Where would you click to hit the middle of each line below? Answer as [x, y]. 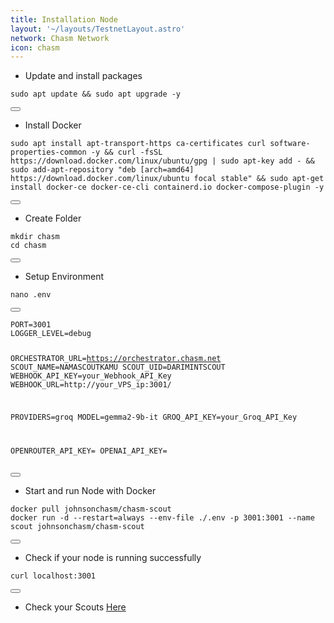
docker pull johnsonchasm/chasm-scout [91, 509]
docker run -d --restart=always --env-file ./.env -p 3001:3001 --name [162, 517]
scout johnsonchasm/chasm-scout [77, 526]
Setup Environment [64, 277]
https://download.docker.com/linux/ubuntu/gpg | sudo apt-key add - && [162, 161]
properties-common [48, 152]
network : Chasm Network [60, 38]
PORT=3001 [31, 325]
